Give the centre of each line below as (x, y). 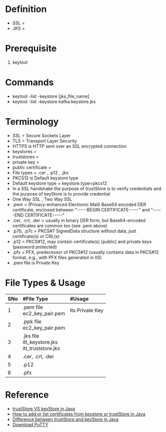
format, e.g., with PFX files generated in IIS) (57, 257)
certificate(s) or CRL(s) (36, 236)
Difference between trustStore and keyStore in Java (65, 419)
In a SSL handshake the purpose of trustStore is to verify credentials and (87, 189)
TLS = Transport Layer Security (44, 141)
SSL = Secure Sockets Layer (41, 135)
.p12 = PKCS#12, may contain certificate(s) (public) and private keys (82, 241)
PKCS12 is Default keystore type (45, 178)
